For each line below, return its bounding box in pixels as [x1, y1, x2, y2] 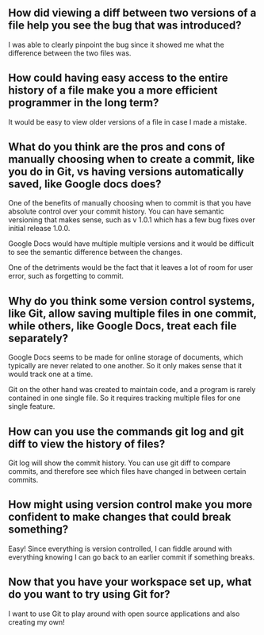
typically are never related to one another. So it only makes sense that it [8, 361, 243, 371]
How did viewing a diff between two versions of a [8, 6, 257, 20]
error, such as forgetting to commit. [8, 271, 124, 281]
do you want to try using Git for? [8, 587, 170, 602]
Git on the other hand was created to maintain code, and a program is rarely [8, 385, 256, 394]
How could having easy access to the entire [8, 71, 228, 85]
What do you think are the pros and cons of [8, 140, 226, 154]
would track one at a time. [8, 369, 94, 379]
